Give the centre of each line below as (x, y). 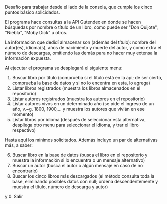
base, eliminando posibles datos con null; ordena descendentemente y (85, 181)
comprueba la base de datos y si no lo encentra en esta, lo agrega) (81, 83)
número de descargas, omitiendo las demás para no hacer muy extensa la (81, 53)
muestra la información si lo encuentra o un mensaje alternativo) (79, 160)
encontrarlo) (25, 171)
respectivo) (24, 130)
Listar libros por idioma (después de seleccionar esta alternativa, (79, 120)
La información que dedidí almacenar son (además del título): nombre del (81, 42)
